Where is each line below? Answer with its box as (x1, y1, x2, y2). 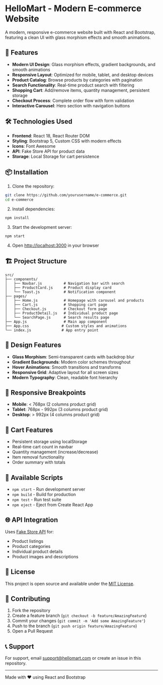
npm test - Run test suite (12, 497, 62, 502)
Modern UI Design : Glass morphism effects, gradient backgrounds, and (12, 61, 156, 67)
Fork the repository (12, 608, 51, 614)
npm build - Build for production (12, 491, 76, 497)
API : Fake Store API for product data (12, 148, 85, 154)
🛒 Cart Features (5, 426, 53, 434)
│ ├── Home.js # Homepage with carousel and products (5, 298, 145, 303)
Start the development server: (12, 224, 72, 230)
